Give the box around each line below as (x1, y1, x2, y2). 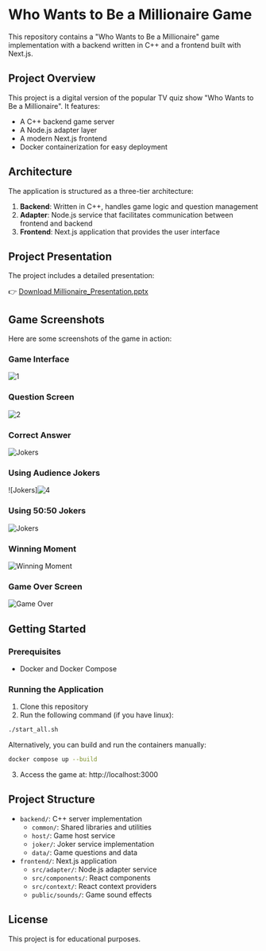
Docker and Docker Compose (19, 663, 118, 673)
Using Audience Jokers (8, 467, 101, 478)
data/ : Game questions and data (31, 848, 137, 857)
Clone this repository (19, 702, 89, 712)
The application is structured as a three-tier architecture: (8, 186, 194, 195)
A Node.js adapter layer (19, 125, 98, 134)
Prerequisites (8, 646, 61, 657)
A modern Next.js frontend (19, 133, 107, 143)
